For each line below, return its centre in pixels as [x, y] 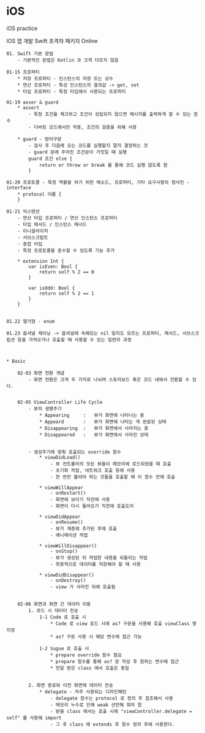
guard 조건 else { [50, 158]
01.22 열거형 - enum [31, 321]
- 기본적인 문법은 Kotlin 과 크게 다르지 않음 [68, 60]
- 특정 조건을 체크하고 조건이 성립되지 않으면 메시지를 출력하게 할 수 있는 [110, 114]
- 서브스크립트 [33, 237]
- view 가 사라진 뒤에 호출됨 [83, 587]
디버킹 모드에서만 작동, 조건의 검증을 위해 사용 [85, 127]
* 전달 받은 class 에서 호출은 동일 [90, 668]
